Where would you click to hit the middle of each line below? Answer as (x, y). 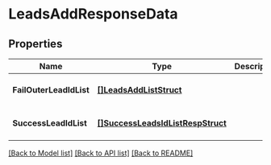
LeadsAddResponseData (94, 14)
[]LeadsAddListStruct (140, 90)
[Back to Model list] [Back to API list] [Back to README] (101, 153)
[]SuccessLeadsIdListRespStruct (162, 123)
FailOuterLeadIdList (51, 90)
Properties (35, 44)
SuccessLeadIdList (50, 123)
